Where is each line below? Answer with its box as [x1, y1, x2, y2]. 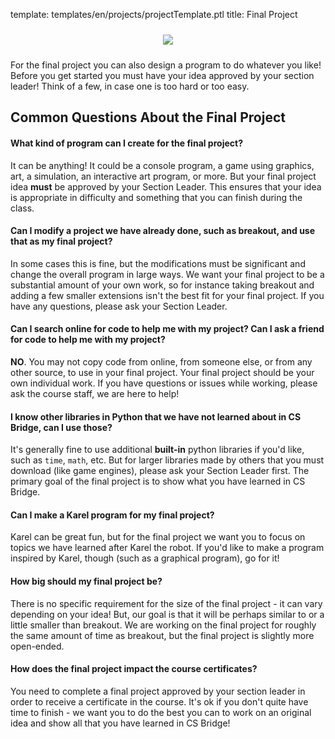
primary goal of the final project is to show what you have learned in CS [10, 475, 306, 488]
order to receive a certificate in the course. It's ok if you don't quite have [10, 695, 309, 708]
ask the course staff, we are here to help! [10, 388, 180, 399]
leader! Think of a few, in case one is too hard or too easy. [10, 80, 250, 92]
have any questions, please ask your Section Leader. [10, 300, 228, 312]
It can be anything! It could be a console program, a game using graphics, [10, 159, 315, 171]
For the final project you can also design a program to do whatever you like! [10, 59, 322, 71]
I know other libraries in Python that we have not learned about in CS [10, 410, 302, 423]
